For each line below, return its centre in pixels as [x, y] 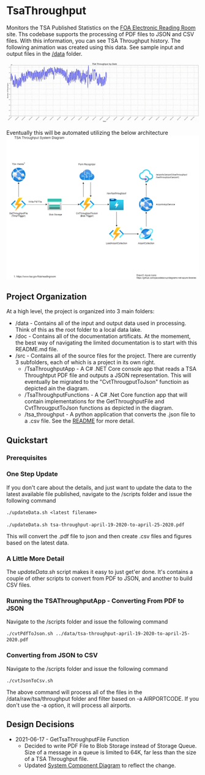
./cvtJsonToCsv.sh [30, 681]
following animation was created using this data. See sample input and [95, 47]
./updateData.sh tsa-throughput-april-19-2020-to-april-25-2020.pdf [95, 525]
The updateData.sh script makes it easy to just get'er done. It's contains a [100, 572]
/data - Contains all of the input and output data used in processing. [101, 323]
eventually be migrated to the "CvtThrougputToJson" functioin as [107, 382]
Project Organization [47, 296]
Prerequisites [27, 457]
